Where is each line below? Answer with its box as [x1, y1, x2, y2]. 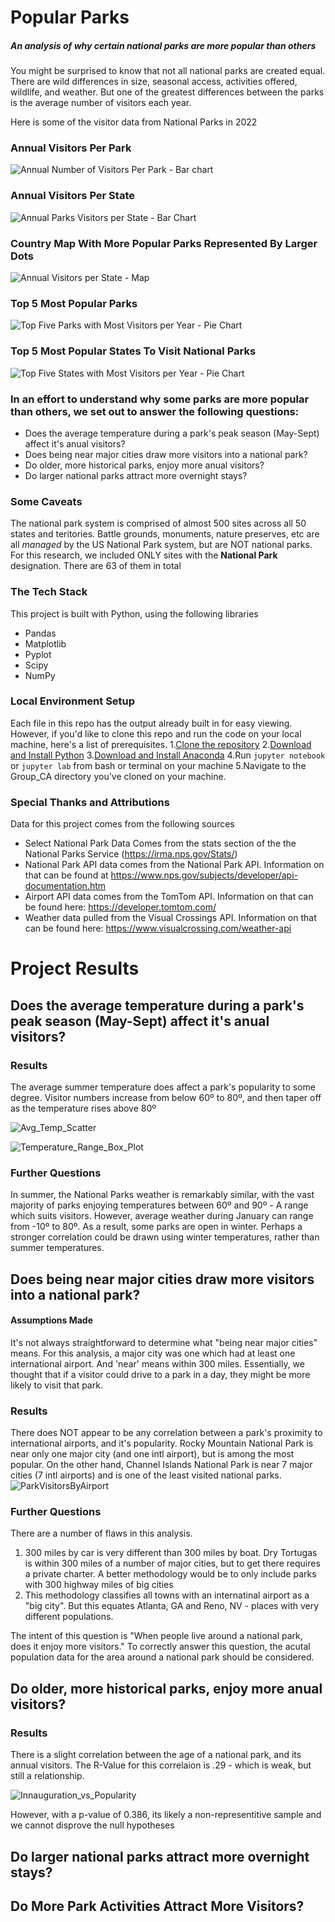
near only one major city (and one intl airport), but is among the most [10, 1448, 295, 1460]
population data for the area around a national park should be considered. [10, 1651, 315, 1663]
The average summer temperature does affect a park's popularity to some [10, 1081, 316, 1093]
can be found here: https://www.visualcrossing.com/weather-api [24, 922, 292, 935]
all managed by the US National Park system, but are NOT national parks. [10, 539, 313, 551]
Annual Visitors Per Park [10, 141, 132, 155]
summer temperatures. [10, 1242, 105, 1254]
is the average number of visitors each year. [10, 97, 192, 109]
